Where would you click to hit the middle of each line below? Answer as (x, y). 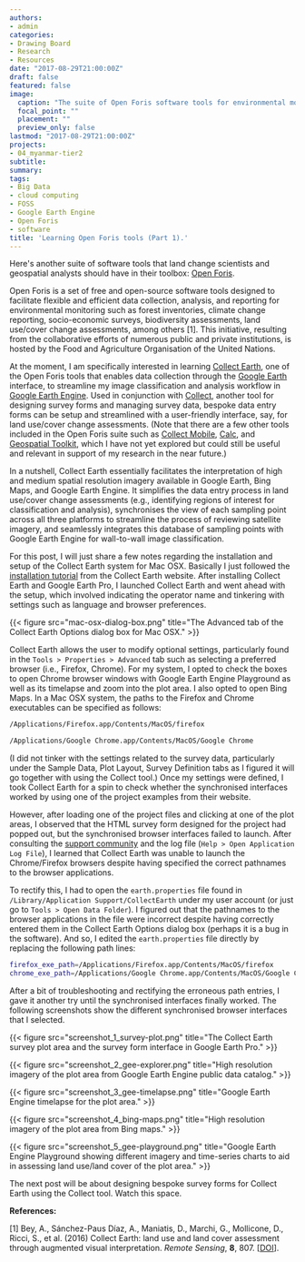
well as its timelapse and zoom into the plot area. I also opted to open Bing (148, 689)
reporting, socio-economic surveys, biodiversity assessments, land (135, 320)
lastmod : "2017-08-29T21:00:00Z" (73, 136)
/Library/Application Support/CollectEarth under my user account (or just (152, 900)
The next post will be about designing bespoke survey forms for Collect (143, 1183)
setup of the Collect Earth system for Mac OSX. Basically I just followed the (150, 566)
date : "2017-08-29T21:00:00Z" (67, 69)
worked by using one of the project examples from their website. (130, 797)
